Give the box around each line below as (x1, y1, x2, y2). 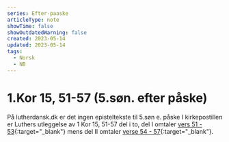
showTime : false (7, 23, 53, 29)
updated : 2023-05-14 (7, 42, 66, 48)
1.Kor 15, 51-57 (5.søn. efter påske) (7, 90, 208, 106)
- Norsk (13, 55, 36, 61)
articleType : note (7, 16, 59, 23)
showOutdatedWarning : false (7, 29, 87, 36)
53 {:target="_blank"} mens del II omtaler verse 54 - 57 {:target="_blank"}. (7, 127, 214, 135)
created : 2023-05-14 (7, 35, 66, 42)
